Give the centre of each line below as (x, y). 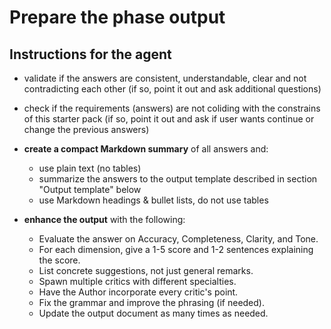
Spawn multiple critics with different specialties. (137, 281)
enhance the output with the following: (104, 219)
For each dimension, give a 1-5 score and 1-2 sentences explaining (176, 249)
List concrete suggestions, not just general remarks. (146, 270)
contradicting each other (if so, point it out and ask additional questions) (172, 89)
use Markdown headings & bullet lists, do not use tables (153, 200)
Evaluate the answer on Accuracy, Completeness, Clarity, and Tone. (178, 239)
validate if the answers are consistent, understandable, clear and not (165, 78)
